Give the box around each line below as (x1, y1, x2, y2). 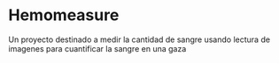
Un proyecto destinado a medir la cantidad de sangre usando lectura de (8, 34, 271, 45)
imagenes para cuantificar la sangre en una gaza (8, 43, 187, 53)
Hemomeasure (8, 5, 120, 25)
